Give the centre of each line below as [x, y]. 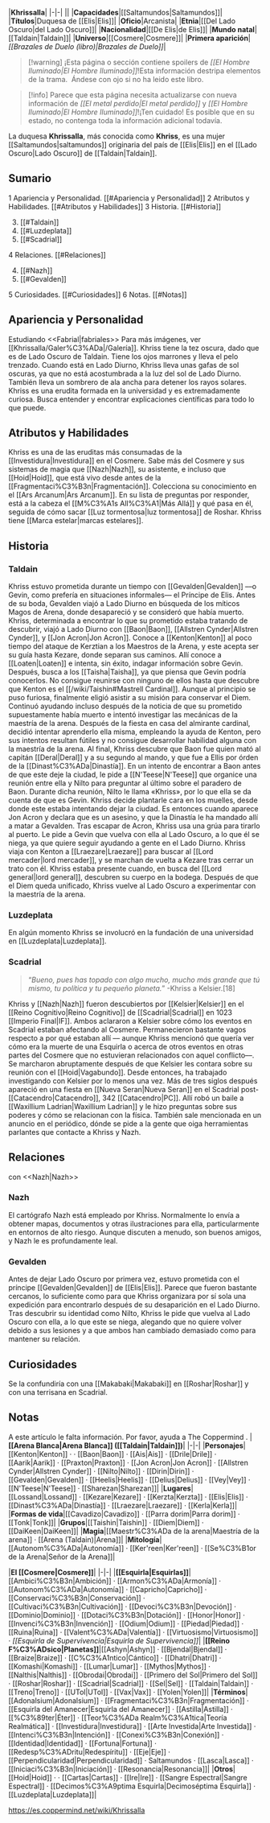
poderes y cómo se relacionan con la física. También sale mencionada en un [135, 1115]
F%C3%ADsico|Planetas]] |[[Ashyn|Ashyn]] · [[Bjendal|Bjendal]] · [118, 1649]
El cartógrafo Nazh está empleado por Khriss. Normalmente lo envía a [124, 1215]
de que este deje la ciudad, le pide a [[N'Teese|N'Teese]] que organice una [133, 775]
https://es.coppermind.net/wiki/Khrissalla [77, 1810]
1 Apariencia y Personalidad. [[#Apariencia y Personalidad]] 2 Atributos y [129, 198]
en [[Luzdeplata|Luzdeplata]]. [57, 941]
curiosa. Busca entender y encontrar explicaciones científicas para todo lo [131, 399]
